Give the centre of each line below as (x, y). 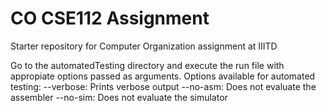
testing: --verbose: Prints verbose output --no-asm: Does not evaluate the (163, 86)
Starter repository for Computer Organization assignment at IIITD (144, 46)
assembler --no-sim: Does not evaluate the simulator (119, 97)
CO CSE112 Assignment (110, 18)
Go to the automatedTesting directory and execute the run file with (147, 65)
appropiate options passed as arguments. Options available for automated (163, 76)
